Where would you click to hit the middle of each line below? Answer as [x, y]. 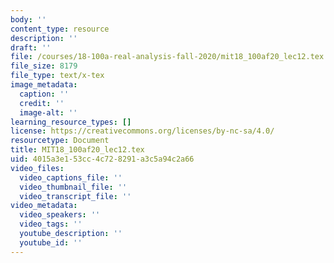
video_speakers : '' [60, 215]
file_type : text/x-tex [57, 76]
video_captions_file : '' [71, 177]
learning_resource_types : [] [71, 122]
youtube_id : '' [51, 242]
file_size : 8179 [44, 66]
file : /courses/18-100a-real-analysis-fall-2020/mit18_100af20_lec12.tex [167, 57]
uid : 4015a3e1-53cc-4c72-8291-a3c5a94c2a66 [102, 159]
